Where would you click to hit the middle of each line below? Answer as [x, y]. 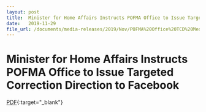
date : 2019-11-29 [31, 23]
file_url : [19, 29]
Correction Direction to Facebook [93, 85]
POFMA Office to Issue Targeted [90, 73]
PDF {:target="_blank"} [35, 102]
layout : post [23, 12]
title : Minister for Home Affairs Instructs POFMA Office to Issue [96, 18]
